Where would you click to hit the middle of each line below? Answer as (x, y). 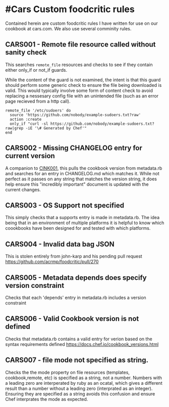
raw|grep (14, 128)
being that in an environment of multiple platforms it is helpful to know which (85, 223)
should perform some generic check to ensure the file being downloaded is (83, 85)
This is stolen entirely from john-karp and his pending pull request (74, 257)
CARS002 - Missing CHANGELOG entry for (74, 148)
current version (30, 156)
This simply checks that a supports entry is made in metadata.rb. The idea (82, 218)
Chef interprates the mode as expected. (47, 399)
